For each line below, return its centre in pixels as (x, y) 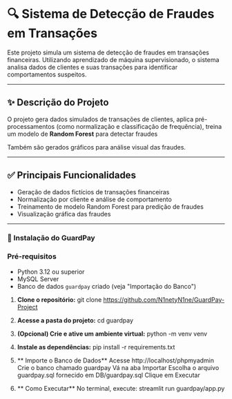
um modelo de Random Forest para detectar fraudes (83, 134)
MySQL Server (38, 279)
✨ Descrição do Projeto (58, 102)
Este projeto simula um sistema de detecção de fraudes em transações (108, 52)
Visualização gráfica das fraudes (64, 214)
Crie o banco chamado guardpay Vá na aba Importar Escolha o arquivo (118, 367)
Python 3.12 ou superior (51, 272)
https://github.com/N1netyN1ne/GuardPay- (164, 299)
